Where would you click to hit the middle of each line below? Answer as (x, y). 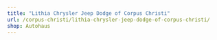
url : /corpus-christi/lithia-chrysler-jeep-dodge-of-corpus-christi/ (109, 20)
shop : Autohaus (29, 26)
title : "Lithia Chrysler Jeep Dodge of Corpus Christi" (89, 13)
